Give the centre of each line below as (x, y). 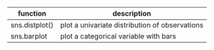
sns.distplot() (32, 25)
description (132, 13)
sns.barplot (29, 36)
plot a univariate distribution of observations (132, 25)
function (32, 13)
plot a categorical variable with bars (118, 36)
